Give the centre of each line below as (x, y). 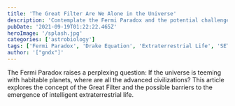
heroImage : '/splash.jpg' (45, 33)
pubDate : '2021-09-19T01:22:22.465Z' (62, 26)
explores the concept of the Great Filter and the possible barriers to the (110, 87)
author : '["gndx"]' (36, 53)
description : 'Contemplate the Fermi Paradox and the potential (103, 20)
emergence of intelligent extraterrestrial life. (71, 94)
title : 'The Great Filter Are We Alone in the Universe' (92, 14)
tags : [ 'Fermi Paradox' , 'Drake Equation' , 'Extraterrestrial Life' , (111, 46)
